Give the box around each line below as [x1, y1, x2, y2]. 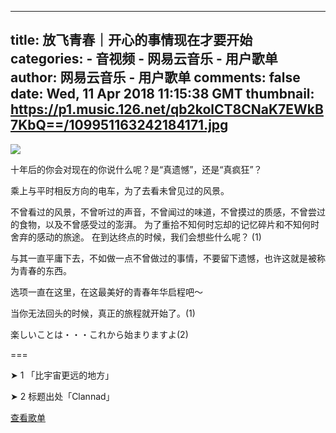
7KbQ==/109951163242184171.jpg [10, 117, 229, 134]
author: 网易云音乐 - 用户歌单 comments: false [10, 69, 301, 86]
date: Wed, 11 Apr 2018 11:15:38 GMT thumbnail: [10, 86, 315, 103]
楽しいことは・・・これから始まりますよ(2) [10, 328, 189, 340]
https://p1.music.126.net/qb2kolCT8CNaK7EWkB [10, 101, 324, 118]
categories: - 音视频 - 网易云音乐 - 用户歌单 [10, 51, 278, 68]
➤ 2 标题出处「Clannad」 [10, 390, 115, 402]
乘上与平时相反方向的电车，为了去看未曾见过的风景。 [10, 184, 230, 196]
